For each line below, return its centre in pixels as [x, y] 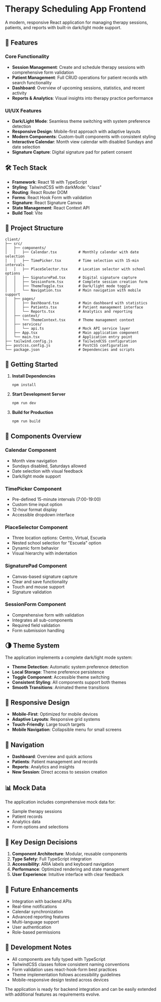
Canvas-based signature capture [45, 576]
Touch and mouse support [38, 587]
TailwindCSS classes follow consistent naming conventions [71, 964]
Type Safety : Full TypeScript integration [52, 859]
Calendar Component [31, 450]
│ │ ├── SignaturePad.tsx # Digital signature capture [71, 277]
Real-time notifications [34, 906]
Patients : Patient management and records [55, 762]
